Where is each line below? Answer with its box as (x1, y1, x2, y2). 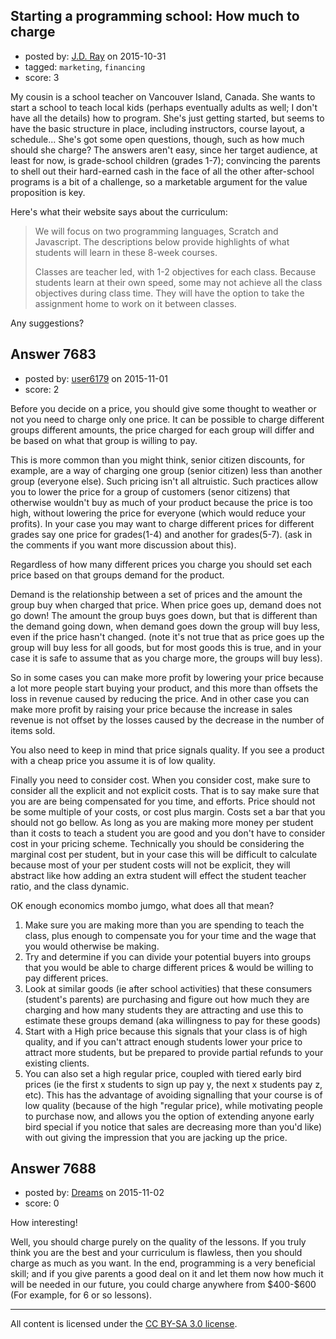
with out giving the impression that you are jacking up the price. (24, 1131, 288, 1143)
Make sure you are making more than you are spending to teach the (24, 919, 305, 931)
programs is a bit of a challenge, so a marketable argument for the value (10, 175, 308, 188)
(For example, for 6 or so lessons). (10, 1289, 152, 1301)
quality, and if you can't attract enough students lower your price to (24, 1035, 303, 1048)
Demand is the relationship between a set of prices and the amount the (10, 588, 303, 600)
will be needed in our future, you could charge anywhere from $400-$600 (10, 1279, 317, 1291)
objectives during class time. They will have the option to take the (34, 287, 305, 299)
